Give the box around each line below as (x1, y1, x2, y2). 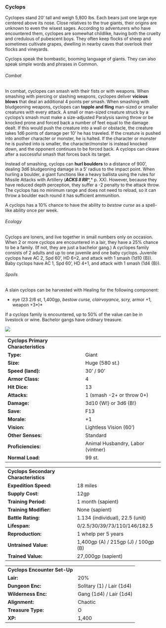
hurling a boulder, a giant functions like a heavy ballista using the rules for (5, 171, 156, 177)
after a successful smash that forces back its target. (5, 151, 111, 157)
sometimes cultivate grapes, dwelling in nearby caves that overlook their (5, 41, 153, 47)
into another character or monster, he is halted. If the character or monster (5, 135, 157, 141)
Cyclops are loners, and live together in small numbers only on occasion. (5, 234, 153, 240)
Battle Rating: (7, 514, 40, 521)
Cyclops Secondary (7, 467, 55, 474)
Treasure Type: (7, 606, 44, 613)
